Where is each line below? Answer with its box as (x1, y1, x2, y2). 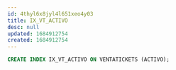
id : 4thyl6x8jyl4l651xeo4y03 (7, 10, 94, 18)
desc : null (7, 23, 40, 30)
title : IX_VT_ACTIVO (7, 17, 69, 24)
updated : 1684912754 (7, 30, 69, 37)
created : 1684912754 (7, 37, 69, 44)
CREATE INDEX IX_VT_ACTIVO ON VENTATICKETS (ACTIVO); (7, 56, 170, 64)
